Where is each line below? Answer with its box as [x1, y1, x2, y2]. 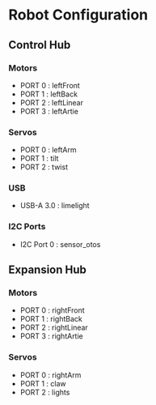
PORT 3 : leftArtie [19, 106, 79, 116]
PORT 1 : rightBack [19, 314, 82, 324]
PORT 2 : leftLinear [19, 97, 83, 107]
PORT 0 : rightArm [19, 370, 82, 380]
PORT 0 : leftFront [19, 80, 81, 90]
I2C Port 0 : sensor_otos [19, 239, 101, 249]
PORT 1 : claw [19, 378, 66, 388]
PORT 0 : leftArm [19, 145, 77, 155]
